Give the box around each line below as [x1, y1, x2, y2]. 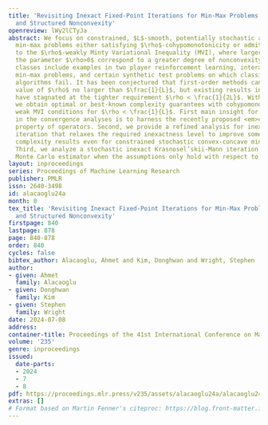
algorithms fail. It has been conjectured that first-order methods [15, 78, 248, 86]
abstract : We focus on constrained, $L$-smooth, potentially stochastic [8, 33, 255, 42]
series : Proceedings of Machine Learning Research [8, 167, 180, 175]
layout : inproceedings [8, 160, 84, 168]
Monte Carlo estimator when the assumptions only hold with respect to [15, 152, 259, 160]
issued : [8, 352, 34, 361]
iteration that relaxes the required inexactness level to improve [15, 130, 245, 138]
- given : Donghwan [8, 286, 69, 294]
